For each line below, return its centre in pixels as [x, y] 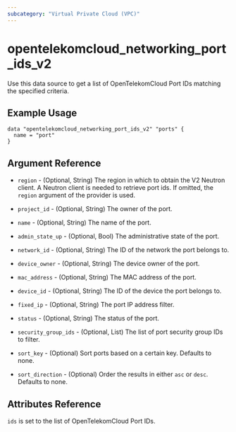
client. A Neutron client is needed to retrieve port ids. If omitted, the [115, 188]
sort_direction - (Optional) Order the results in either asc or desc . [113, 374]
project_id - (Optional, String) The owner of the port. [95, 209]
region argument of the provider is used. [76, 196]
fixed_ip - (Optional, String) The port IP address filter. [96, 305]
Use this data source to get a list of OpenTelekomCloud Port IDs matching [114, 83]
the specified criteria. [38, 91]
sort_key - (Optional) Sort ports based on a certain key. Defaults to [114, 353]
